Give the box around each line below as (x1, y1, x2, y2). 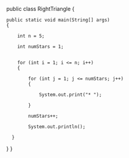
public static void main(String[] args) (6, 17, 111, 23)
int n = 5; (17, 33, 45, 39)
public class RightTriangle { (6, 5, 75, 12)
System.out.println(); (28, 124, 86, 130)
